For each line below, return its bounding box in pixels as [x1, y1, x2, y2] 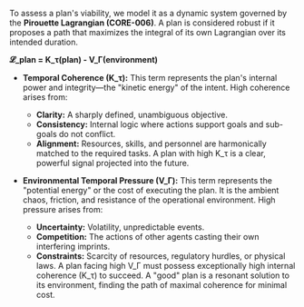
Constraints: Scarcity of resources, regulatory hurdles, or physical [35, 251, 286, 262]
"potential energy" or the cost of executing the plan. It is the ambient [22, 185, 279, 195]
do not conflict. [58, 129, 116, 139]
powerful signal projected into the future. [35, 158, 190, 168]
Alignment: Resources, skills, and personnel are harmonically [35, 138, 268, 149]
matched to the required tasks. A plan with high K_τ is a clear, [35, 148, 266, 158]
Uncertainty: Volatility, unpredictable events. [35, 222, 205, 233]
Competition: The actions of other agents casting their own [35, 232, 260, 242]
